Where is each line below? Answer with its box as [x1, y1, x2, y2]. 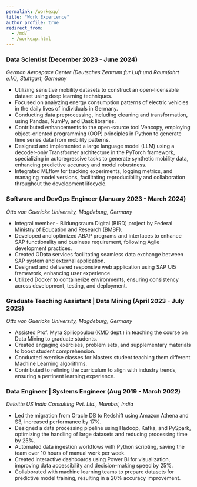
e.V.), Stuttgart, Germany [6, 75, 67, 82]
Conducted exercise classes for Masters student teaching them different [14, 353, 191, 361]
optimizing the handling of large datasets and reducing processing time [14, 431, 188, 438]
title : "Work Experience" [6, 14, 69, 20]
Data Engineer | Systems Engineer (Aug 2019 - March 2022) [6, 387, 181, 395]
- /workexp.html [11, 36, 51, 42]
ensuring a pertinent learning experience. [14, 372, 115, 379]
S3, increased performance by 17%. [14, 418, 102, 425]
